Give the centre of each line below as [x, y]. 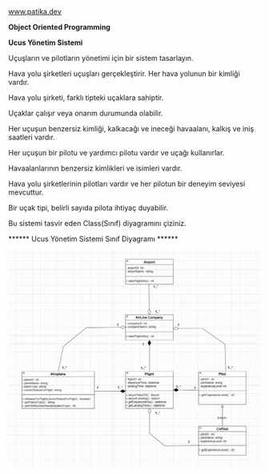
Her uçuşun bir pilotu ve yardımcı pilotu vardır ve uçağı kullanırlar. [116, 153]
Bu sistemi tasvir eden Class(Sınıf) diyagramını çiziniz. [97, 223]
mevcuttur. [26, 192]
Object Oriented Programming [59, 27]
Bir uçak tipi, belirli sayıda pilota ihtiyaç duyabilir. [88, 208]
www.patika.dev [35, 12]
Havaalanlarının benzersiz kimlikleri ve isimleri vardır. [95, 168]
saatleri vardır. [32, 137]
